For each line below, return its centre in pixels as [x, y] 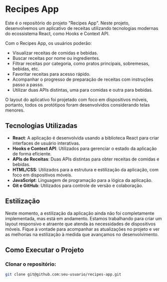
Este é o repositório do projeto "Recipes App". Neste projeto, [67, 23]
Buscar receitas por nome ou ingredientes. [56, 58]
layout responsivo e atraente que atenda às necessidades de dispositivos [81, 224]
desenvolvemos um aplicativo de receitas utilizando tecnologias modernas [82, 28]
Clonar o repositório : [31, 264]
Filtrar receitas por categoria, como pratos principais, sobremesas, [81, 63]
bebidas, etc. [26, 69]
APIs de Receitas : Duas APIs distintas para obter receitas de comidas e [86, 159]
